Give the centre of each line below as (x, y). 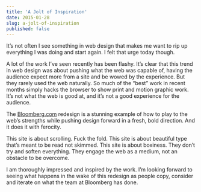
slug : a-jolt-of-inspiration (43, 23)
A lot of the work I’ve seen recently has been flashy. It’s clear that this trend (100, 64)
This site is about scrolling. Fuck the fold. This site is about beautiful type (97, 139)
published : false (28, 29)
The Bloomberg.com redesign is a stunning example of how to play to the (97, 114)
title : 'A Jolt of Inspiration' (47, 12)
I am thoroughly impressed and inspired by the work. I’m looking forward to (99, 170)
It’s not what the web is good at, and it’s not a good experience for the (93, 96)
